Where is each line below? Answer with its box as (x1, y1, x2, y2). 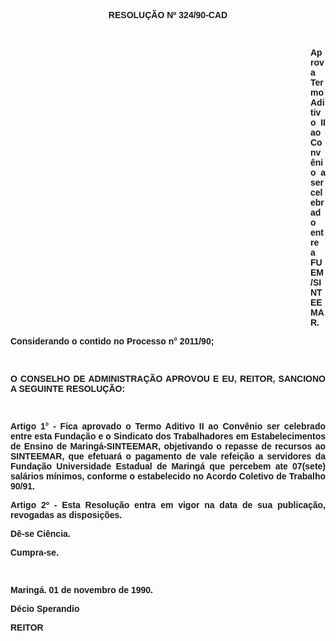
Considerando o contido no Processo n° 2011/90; (10, 336, 215, 347)
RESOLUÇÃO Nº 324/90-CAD (108, 10, 228, 20)
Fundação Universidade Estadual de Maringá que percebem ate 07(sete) (10, 461, 326, 472)
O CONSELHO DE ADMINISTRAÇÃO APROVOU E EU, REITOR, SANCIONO (10, 373, 326, 384)
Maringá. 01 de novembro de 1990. (10, 585, 153, 595)
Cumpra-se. (10, 547, 60, 558)
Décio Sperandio (10, 603, 80, 614)
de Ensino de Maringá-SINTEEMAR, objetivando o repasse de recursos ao (10, 441, 326, 452)
